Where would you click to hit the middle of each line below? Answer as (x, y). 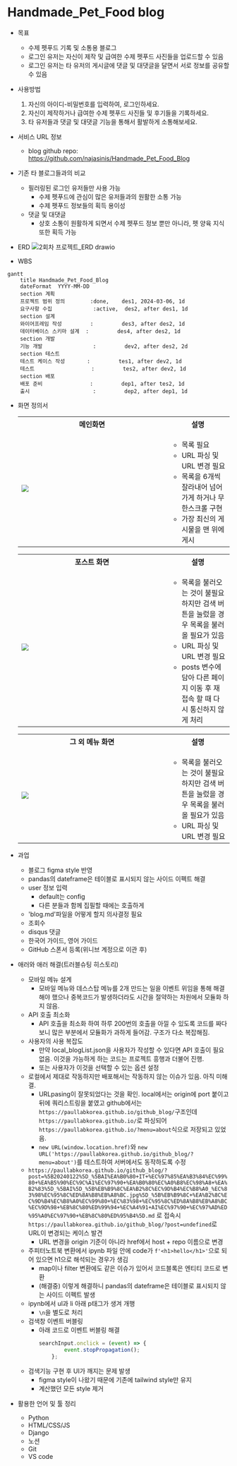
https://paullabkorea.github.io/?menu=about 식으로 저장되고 (126, 1129)
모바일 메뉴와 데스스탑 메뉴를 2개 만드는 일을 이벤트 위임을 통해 (125, 988)
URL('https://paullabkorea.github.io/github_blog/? (116, 1154)
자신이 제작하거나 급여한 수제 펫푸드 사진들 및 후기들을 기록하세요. (119, 113)
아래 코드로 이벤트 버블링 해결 (79, 1330)
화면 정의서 (33, 405)
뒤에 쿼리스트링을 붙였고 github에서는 (90, 1103)
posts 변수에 (201, 667)
